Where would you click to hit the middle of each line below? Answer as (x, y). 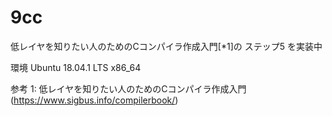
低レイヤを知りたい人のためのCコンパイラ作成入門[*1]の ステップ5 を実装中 (166, 46)
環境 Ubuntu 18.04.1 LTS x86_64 (76, 67)
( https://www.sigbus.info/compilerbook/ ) (94, 100)
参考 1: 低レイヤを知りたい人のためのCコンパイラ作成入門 (128, 88)
